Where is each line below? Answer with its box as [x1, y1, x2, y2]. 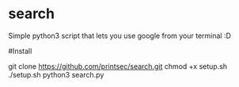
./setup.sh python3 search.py [8, 70, 104, 79]
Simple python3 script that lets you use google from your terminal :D [8, 31, 232, 40]
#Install [8, 46, 32, 55]
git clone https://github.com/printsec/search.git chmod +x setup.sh [8, 61, 228, 71]
